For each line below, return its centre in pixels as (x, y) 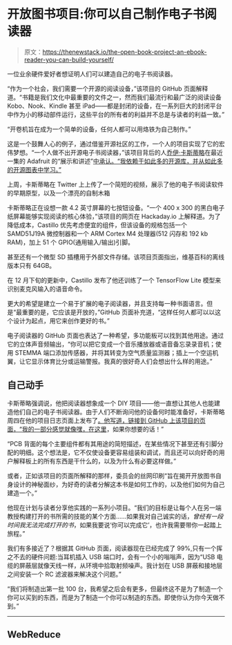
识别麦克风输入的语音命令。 (47, 289)
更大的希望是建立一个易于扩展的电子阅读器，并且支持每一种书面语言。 (107, 303)
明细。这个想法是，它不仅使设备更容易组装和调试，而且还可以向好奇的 (119, 452)
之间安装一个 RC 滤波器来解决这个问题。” (65, 574)
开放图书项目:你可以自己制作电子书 (106, 14)
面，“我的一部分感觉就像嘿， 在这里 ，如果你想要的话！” (86, 429)
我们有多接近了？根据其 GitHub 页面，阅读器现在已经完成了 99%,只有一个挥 (115, 548)
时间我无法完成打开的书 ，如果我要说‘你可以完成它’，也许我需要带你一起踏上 (115, 525)
